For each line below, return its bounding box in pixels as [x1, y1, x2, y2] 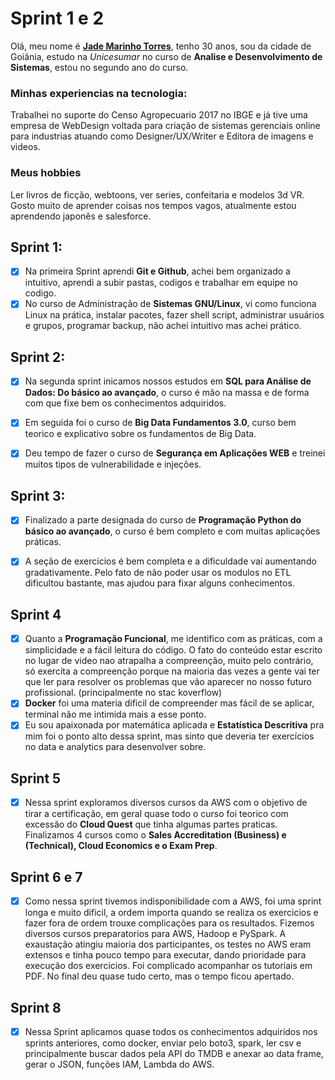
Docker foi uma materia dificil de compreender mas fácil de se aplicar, [24, 697, 315, 709]
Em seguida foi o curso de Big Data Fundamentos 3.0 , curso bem [24, 417, 297, 429]
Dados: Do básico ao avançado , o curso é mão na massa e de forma [24, 387, 310, 399]
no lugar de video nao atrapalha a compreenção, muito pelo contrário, [24, 655, 314, 667]
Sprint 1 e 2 [10, 7, 105, 30]
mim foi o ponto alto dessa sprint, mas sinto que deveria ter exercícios [24, 730, 315, 742]
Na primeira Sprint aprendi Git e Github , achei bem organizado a [24, 265, 291, 277]
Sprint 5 [10, 770, 62, 787]
